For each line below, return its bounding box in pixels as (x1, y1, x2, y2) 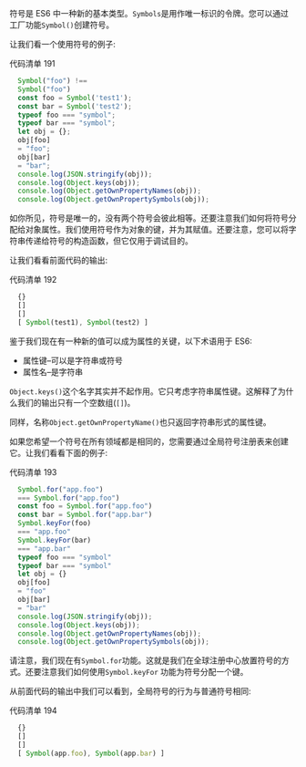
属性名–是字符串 (22, 366, 84, 377)
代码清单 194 (9, 705, 57, 716)
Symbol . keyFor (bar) (17, 535, 92, 544)
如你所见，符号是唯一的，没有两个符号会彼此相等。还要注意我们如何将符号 (9, 212, 289, 223)
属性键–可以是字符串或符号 (22, 355, 123, 366)
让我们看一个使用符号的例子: (9, 39, 117, 49)
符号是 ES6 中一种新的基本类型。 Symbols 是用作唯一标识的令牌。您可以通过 (9, 8, 290, 18)
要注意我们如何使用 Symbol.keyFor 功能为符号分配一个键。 (33, 667, 249, 678)
